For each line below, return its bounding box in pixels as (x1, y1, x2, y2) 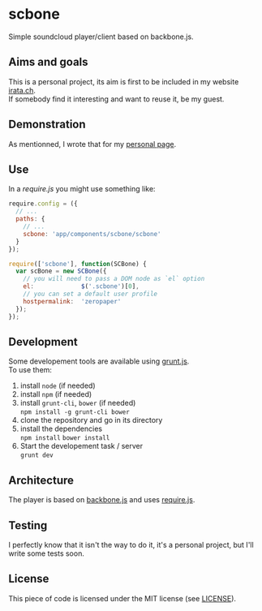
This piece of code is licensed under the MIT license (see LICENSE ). (8, 593, 237, 603)
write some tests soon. (8, 549, 85, 558)
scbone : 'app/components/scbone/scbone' (23, 230, 161, 238)
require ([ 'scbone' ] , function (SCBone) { (8, 260, 148, 268)
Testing (8, 518, 48, 532)
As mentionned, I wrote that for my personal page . (8, 139, 177, 148)
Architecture (8, 473, 75, 487)
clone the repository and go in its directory (19, 415, 163, 425)
